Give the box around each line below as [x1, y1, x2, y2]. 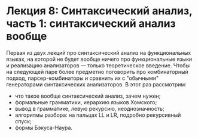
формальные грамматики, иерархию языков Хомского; [14, 98, 157, 105]
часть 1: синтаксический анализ [6, 17, 176, 30]
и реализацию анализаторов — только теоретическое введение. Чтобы [6, 61, 190, 69]
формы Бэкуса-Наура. [14, 124, 73, 131]
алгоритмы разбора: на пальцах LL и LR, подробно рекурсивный [14, 111, 181, 119]
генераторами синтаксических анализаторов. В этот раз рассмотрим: [6, 80, 187, 88]
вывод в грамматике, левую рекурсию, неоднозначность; [14, 105, 165, 112]
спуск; [14, 117, 32, 124]
